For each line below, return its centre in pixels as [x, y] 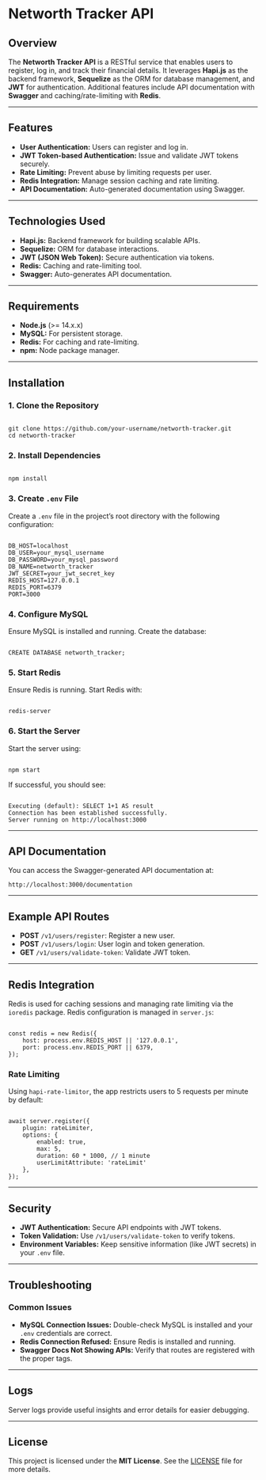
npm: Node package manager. [70, 351]
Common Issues [40, 1307]
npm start [25, 770]
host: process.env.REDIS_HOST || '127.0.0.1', [101, 1041]
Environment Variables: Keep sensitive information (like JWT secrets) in [138, 1244]
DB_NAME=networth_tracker [51, 567]
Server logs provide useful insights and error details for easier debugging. [129, 1410]
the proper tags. [46, 1358]
